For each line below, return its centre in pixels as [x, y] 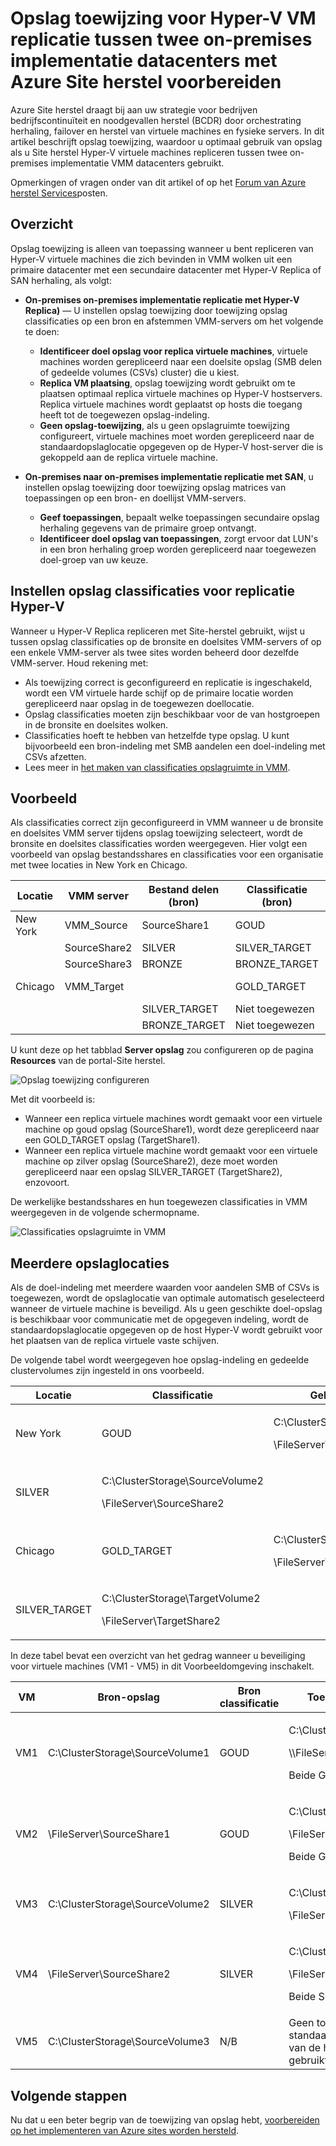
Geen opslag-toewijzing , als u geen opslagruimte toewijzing [164, 425]
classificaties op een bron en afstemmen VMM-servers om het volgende [174, 321]
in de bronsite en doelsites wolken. [96, 724]
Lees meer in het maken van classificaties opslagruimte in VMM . [157, 767]
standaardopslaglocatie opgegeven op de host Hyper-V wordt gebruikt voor [166, 1330]
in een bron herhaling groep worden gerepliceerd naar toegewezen [178, 549]
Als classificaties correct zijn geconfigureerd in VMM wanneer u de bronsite [167, 823]
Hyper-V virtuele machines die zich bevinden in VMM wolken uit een [151, 259]
